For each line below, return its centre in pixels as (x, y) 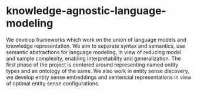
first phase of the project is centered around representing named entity (92, 64)
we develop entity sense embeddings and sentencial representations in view (99, 77)
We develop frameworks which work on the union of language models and (96, 39)
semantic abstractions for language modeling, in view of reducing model (94, 52)
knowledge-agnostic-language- (86, 11)
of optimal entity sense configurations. (53, 83)
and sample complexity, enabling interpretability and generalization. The (94, 58)
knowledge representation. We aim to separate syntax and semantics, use (96, 46)
